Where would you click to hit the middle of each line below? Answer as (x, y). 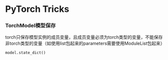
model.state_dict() (26, 53)
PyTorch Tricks (37, 9)
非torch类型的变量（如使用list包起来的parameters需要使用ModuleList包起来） (85, 44)
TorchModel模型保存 (31, 26)
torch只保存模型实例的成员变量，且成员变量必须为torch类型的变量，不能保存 (84, 37)
